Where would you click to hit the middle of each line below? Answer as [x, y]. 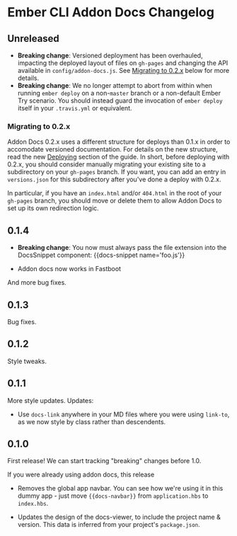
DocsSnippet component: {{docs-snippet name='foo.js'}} [101, 255]
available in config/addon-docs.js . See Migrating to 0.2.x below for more [123, 70]
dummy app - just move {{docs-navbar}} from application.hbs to [113, 496]
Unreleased [34, 39]
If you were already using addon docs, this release [81, 474]
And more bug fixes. [37, 283]
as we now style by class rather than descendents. [92, 421]
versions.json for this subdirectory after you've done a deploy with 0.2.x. [114, 179]
